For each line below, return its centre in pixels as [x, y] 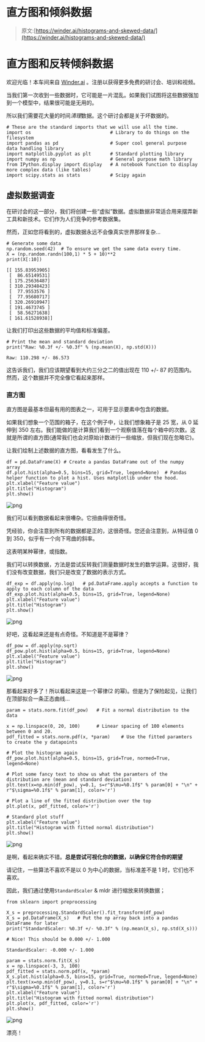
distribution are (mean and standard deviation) [69, 779]
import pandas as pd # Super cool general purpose [97, 143]
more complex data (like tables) [49, 170]
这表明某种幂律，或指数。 [38, 551]
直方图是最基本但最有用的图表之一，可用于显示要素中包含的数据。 [89, 409]
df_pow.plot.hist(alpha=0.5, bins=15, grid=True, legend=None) [88, 651]
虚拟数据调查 [31, 196]
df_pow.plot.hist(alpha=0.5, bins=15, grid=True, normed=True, [88, 758]
